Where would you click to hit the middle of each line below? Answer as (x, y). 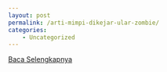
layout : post (29, 15)
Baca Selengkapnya (40, 59)
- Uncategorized (49, 37)
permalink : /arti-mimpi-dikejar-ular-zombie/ (83, 23)
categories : (27, 30)
